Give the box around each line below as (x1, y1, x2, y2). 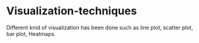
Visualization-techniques (6, 4, 137, 18)
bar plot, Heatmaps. (6, 30, 56, 37)
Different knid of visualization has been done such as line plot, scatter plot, (6, 24, 193, 31)
